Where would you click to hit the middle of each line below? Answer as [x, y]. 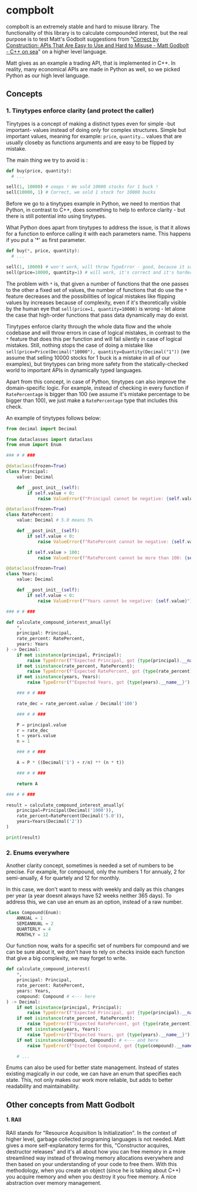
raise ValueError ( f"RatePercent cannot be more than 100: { [112, 558]
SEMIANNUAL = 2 [35, 924]
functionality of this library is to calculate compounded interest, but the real [97, 32]
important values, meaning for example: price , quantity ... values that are [94, 136]
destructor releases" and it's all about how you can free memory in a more [96, 1152]
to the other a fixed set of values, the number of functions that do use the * [97, 290]
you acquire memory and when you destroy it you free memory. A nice [91, 1177]
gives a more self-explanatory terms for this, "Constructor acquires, [88, 1145]
